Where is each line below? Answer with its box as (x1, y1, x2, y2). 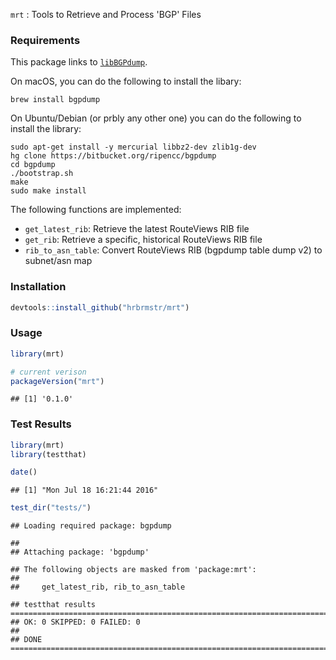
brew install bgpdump (10, 95, 101, 105)
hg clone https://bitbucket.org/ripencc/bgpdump (10, 151, 217, 161)
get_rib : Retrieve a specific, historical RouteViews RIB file (24, 234, 263, 246)
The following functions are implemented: (10, 204, 182, 216)
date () (10, 467, 38, 478)
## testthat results (10, 600, 97, 610)
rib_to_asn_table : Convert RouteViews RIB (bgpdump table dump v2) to (24, 244, 323, 256)
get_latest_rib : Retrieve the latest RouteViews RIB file (24, 223, 250, 235)
